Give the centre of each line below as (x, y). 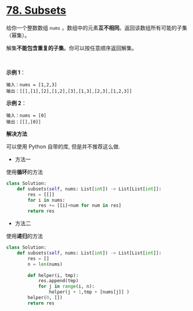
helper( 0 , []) (45, 298)
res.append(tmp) (58, 281)
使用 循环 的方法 (24, 172)
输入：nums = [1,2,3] (32, 84)
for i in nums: (47, 200)
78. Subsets (36, 10)
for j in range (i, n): (66, 286)
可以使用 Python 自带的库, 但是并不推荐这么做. (63, 146)
